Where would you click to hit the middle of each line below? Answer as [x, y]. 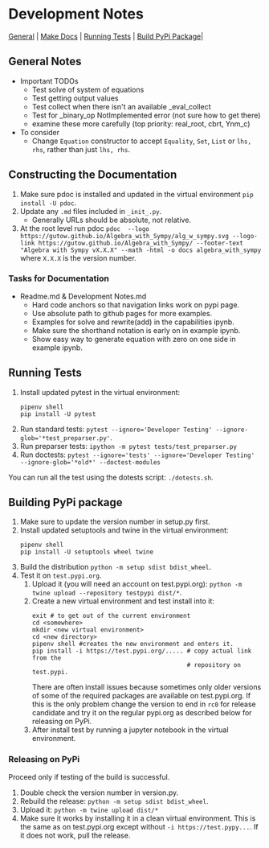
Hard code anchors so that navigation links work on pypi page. [135, 305]
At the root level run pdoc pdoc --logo [85, 228]
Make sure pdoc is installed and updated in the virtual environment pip [137, 194]
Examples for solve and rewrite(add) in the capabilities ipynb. [133, 322]
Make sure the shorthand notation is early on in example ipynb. [136, 330]
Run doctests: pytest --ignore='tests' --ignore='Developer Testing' [137, 455]
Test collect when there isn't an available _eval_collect [121, 106]
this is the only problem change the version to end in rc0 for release [144, 704]
